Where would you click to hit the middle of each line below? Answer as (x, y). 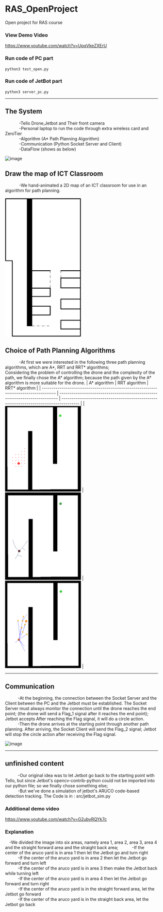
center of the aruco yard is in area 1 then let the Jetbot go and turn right (77, 853)
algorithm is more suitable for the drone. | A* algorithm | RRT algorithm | (77, 383)
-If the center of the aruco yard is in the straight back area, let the (83, 899)
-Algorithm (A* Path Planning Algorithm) (59, 139)
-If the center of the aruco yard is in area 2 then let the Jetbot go (82, 858)
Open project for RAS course (34, 22)
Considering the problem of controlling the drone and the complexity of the (80, 372)
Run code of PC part (29, 58)
